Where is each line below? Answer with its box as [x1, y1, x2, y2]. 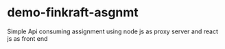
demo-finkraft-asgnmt [7, 5, 139, 20]
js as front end [7, 34, 48, 42]
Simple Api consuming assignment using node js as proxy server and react [7, 27, 218, 35]
